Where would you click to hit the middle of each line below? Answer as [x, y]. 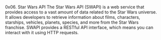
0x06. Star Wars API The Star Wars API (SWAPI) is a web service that [75, 7]
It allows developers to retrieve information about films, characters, [73, 17]
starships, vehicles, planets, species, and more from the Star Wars [72, 22]
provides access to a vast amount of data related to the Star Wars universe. [81, 12]
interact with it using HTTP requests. [42, 33]
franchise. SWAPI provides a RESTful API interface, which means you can [79, 27]
